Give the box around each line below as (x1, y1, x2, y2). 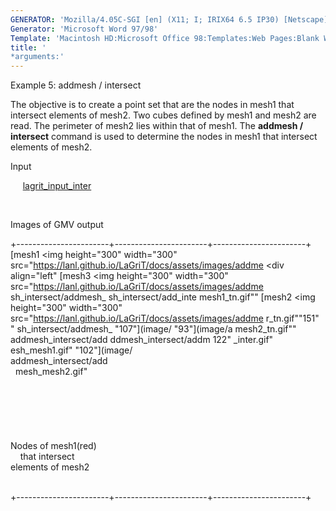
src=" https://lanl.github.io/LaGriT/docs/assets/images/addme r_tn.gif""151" (10, 312, 320, 325)
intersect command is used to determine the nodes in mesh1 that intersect (10, 131, 318, 143)
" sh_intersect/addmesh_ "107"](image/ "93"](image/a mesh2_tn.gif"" (10, 323, 297, 335)
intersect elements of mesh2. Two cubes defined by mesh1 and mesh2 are (10, 109, 317, 121)
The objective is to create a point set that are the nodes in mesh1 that (10, 99, 295, 111)
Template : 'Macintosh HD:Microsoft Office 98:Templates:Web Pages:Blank (10, 33, 320, 43)
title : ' (10, 42, 47, 53)
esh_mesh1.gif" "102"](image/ (10, 344, 133, 356)
